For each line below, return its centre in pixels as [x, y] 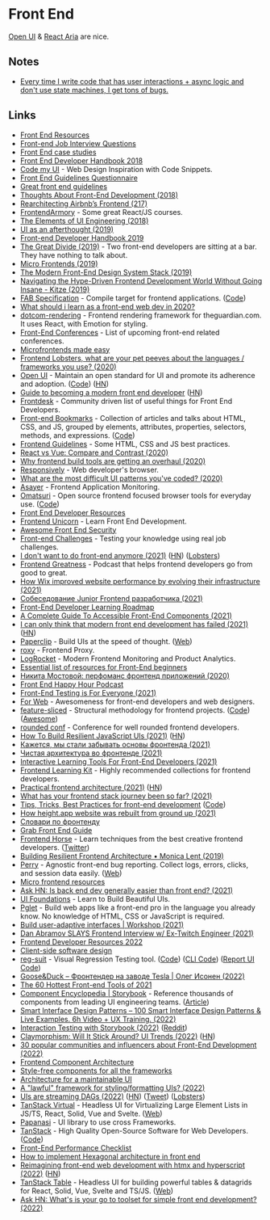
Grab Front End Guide [56, 830]
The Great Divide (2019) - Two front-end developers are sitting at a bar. [138, 246]
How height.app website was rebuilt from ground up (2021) [118, 813]
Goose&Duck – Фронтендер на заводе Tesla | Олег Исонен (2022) [133, 976]
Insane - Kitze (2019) [55, 289]
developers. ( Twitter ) [55, 847]
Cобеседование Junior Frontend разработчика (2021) [111, 598]
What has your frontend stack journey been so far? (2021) [116, 796]
